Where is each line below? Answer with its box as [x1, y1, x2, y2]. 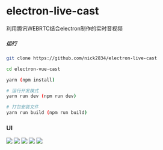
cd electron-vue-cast [6, 66, 61, 72]
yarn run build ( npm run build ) [6, 110, 87, 116]
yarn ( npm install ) [6, 77, 55, 83]
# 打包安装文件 [6, 104, 39, 110]
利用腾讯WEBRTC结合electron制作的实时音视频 [6, 25, 123, 32]
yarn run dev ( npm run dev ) [6, 93, 77, 100]
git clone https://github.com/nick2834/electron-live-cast [6, 55, 158, 61]
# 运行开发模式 [6, 88, 39, 94]
